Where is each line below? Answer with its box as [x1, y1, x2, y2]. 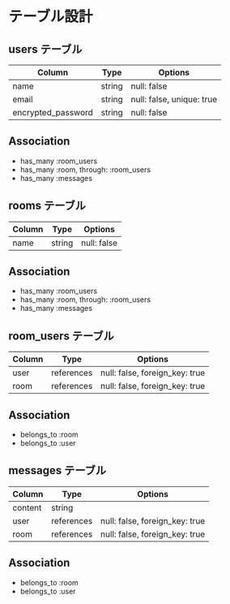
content [12, 502, 42, 513]
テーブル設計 [8, 7, 93, 26]
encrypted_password [12, 107, 93, 118]
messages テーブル [8, 464, 107, 477]
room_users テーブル [8, 329, 115, 343]
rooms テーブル [8, 199, 87, 213]
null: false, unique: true [130, 94, 217, 105]
